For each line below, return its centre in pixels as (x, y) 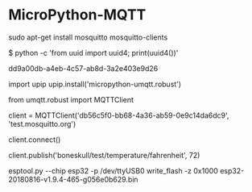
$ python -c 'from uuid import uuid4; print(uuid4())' (93, 52)
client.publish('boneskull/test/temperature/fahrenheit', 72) (104, 155)
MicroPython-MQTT (77, 15)
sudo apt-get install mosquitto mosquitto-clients (88, 37)
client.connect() (35, 140)
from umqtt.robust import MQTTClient (71, 99)
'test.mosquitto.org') (42, 123)
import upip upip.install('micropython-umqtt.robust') (95, 84)
